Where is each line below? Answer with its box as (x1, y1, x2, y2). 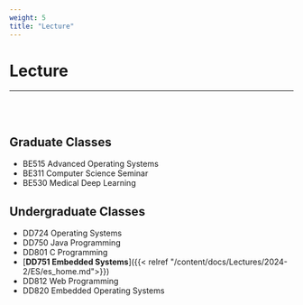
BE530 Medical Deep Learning (22, 178, 137, 189)
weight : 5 (9, 13, 47, 23)
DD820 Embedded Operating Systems (22, 285, 165, 296)
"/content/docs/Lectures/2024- (170, 256, 289, 267)
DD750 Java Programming (22, 237, 121, 248)
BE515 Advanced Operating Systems (22, 159, 160, 170)
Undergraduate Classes (9, 204, 146, 219)
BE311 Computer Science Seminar (22, 168, 149, 179)
